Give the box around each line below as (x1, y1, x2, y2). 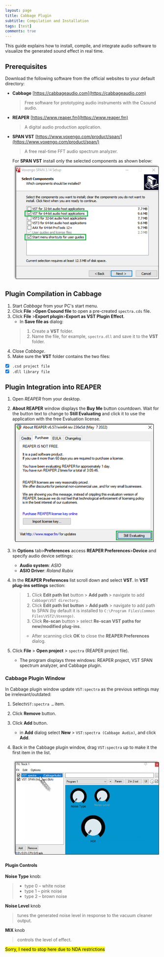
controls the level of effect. (17, 936, 72, 943)
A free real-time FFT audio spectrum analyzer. (24, 148, 118, 154)
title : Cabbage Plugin (5, 13, 52, 18)
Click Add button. (12, 720, 48, 726)
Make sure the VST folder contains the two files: (12, 353, 110, 359)
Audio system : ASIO (19, 562, 61, 568)
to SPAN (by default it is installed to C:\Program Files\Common (31, 608, 155, 614)
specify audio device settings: (12, 553, 73, 559)
